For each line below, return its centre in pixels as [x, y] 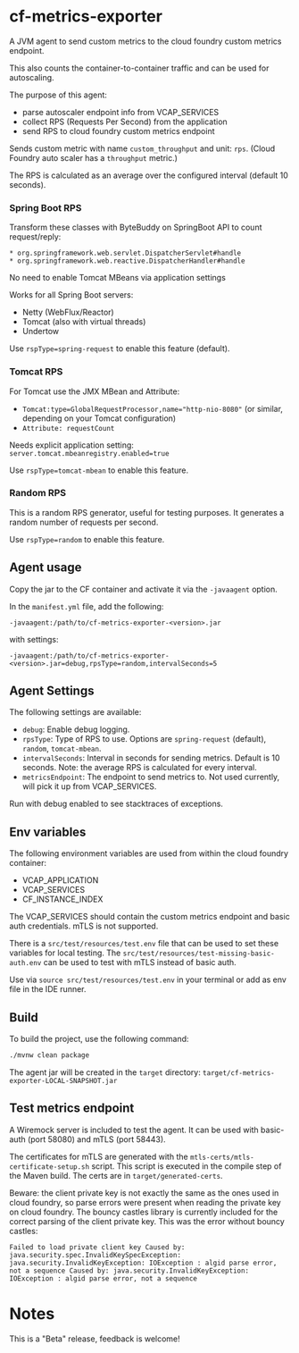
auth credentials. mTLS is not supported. [84, 926]
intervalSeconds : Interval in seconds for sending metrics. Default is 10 [151, 758]
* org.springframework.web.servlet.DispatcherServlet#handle [125, 253]
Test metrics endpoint [72, 1109]
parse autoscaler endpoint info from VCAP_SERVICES [120, 112]
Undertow [41, 332]
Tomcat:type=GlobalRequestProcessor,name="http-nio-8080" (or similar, [153, 408]
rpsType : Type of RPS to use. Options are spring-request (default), [144, 739]
